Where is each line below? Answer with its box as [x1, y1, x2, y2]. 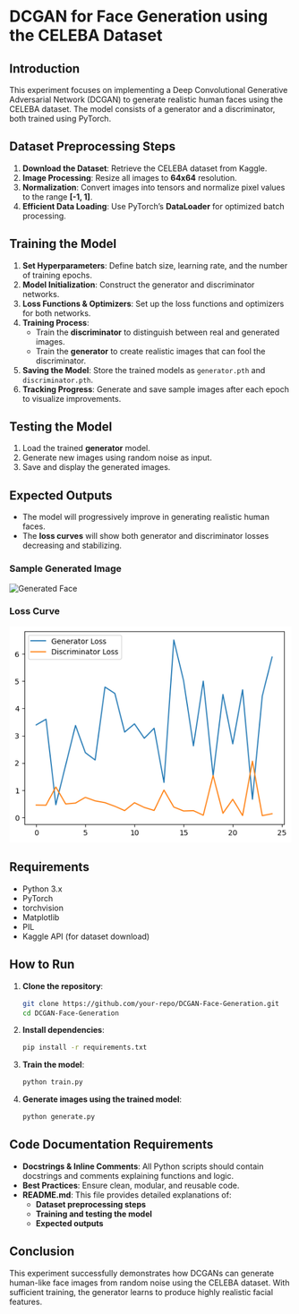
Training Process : [21, 317, 90, 328]
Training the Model [9, 236, 117, 252]
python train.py [21, 1078, 83, 1087]
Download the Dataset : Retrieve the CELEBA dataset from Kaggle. [21, 163, 268, 174]
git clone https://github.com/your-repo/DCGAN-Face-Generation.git [21, 999, 279, 1008]
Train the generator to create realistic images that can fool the [35, 346, 266, 356]
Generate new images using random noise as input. [21, 452, 212, 463]
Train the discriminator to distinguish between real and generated [35, 327, 280, 337]
